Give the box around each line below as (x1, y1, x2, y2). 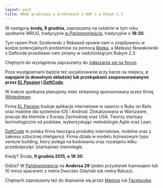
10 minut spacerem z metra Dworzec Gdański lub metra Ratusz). (5, 168, 134, 173)
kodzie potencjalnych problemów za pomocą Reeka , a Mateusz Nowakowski (5, 45, 159, 51)
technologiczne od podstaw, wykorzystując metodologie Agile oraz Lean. (5, 119, 152, 125)
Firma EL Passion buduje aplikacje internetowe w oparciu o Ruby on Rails (5, 103, 152, 109)
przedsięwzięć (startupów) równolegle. (5, 144, 84, 150)
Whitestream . (5, 94, 32, 100)
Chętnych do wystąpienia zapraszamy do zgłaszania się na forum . (5, 59, 138, 65)
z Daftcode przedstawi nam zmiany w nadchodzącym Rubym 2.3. (5, 50, 137, 56)
